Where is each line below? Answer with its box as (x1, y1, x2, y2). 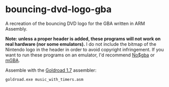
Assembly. (5, 25, 28, 32)
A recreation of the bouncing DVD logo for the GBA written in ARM (5, 20, 145, 26)
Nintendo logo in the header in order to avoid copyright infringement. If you (5, 46, 164, 52)
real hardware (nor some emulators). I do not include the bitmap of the (5, 41, 157, 47)
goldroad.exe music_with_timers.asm (5, 77, 83, 82)
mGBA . (5, 57, 20, 63)
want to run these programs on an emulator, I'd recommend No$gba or (5, 52, 155, 58)
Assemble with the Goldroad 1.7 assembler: (5, 67, 97, 73)
